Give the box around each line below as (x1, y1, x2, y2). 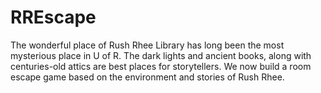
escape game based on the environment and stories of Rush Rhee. (10, 71, 285, 83)
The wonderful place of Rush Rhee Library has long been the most (10, 39, 285, 51)
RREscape (10, 6, 97, 29)
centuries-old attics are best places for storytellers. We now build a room (10, 60, 312, 72)
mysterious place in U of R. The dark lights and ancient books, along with (10, 49, 312, 61)
